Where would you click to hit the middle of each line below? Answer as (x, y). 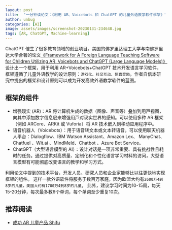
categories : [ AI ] (24, 24)
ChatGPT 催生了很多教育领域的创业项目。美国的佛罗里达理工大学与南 (78, 48)
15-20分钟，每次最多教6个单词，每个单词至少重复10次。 (64, 191)
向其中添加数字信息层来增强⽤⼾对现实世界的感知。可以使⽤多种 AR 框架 (88, 117)
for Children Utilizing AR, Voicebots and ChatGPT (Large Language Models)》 (86, 61)
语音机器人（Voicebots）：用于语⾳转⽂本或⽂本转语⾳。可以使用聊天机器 (89, 130)
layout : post (19, 10)
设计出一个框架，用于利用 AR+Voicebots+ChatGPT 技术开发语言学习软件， (83, 68)
